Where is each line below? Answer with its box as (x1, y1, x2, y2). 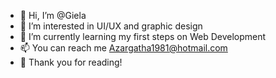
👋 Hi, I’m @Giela (19, 10, 87, 21)
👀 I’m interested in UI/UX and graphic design (19, 20, 203, 32)
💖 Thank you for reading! (19, 56, 123, 68)
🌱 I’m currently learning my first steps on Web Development (19, 31, 267, 42)
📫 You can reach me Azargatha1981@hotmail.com (19, 42, 228, 54)
